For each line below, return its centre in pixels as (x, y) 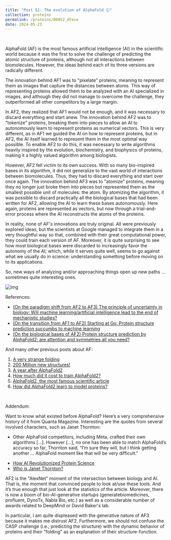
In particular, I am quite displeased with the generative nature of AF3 (77, 515)
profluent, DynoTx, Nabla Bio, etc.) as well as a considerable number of (80, 500)
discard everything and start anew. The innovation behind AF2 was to (78, 118)
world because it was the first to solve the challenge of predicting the (78, 54)
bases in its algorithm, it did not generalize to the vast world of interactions (84, 171)
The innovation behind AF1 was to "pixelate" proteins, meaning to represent (85, 80)
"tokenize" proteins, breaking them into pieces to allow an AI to (71, 123)
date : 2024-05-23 (24, 24)
